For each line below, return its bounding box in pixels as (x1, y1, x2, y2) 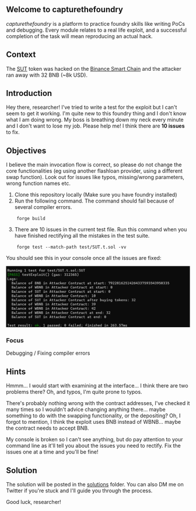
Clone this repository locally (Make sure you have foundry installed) (14, 191, 177, 198)
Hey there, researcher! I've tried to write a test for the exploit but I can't (6, 104, 177, 111)
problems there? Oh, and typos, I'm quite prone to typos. (6, 389, 142, 396)
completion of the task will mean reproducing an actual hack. (6, 32, 153, 40)
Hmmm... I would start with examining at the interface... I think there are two (6, 382, 188, 389)
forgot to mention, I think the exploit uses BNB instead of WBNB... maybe (6, 419, 181, 426)
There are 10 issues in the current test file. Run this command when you (14, 226, 187, 233)
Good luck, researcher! (6, 499, 61, 506)
